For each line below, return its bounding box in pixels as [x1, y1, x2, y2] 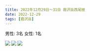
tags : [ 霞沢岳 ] [5, 16, 34, 21]
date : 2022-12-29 [5, 12, 41, 17]
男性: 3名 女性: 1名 [5, 31, 42, 37]
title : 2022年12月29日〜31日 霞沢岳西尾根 [5, 7, 85, 12]
